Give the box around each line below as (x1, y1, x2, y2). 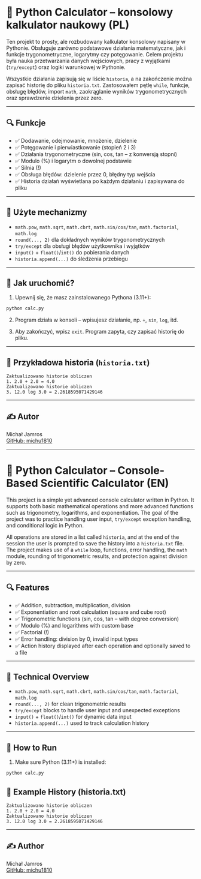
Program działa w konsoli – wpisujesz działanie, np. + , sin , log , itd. (14, 316, 178, 323)
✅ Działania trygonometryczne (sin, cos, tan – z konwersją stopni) (14, 150, 178, 158)
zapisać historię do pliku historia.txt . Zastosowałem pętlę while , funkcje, (6, 81, 190, 89)
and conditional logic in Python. (6, 521, 84, 529)
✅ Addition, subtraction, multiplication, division (14, 601, 130, 608)
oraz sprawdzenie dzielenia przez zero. (6, 94, 103, 101)
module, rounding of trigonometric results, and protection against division (6, 552, 188, 560)
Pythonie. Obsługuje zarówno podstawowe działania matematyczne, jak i (6, 44, 186, 52)
